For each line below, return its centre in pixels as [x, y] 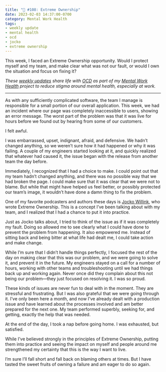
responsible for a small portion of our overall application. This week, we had [82, 105]
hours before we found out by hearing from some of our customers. [74, 121]
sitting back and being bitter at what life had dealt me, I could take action [79, 237]
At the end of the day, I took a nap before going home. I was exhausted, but [82, 324]
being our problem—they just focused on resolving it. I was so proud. [75, 279]
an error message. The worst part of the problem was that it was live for [78, 116]
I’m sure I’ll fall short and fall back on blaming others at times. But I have [78, 359]
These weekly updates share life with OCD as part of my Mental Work [77, 81]
